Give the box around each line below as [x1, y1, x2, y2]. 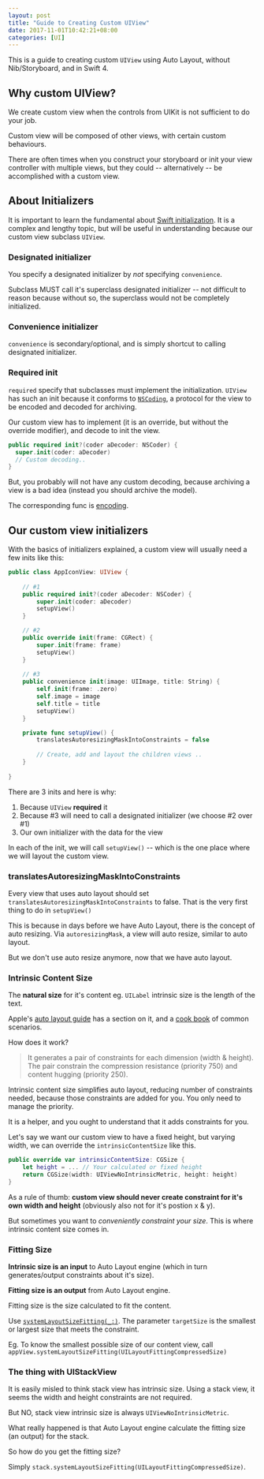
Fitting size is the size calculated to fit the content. [8, 1301, 172, 1310]
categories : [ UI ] [8, 33, 65, 42]
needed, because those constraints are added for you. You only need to [8, 1093, 242, 1103]
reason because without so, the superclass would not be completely [8, 293, 230, 303]
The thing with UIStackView [8, 1366, 117, 1377]
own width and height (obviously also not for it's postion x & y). [8, 1201, 215, 1210]
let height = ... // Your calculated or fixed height [22, 1163, 203, 1171]
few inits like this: [8, 553, 65, 562]
